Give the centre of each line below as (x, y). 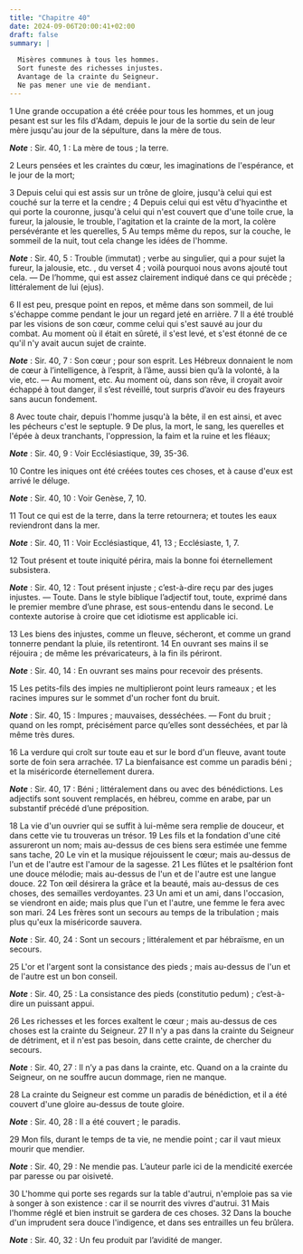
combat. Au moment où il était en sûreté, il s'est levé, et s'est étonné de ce (148, 333)
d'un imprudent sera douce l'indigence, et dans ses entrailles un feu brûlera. (151, 1222)
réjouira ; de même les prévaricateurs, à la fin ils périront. (116, 653)
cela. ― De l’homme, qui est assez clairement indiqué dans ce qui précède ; (151, 277)
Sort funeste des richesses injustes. (91, 69)
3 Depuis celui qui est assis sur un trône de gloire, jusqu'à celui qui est (141, 192)
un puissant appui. (60, 1003)
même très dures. (42, 734)
